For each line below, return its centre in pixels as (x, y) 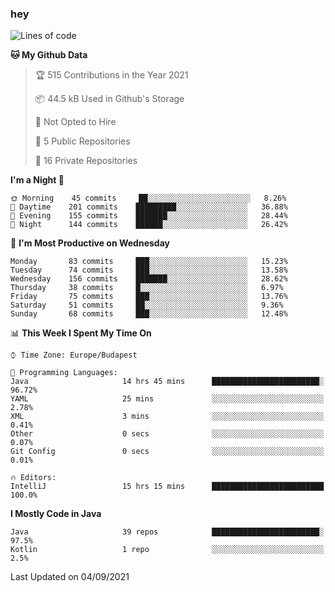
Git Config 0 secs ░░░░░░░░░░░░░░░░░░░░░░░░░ (167, 452)
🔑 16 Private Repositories (86, 161)
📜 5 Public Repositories (82, 141)
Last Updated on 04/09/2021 (70, 577)
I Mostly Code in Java (56, 514)
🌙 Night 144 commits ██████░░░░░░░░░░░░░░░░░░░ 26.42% (149, 225)
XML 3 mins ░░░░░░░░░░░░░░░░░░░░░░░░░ (167, 417)
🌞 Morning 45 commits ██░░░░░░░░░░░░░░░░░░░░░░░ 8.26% (148, 198)
